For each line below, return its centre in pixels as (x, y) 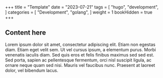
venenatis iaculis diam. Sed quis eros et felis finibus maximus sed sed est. (80, 55)
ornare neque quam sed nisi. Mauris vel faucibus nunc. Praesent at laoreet (80, 65)
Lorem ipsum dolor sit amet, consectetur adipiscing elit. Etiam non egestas (80, 44)
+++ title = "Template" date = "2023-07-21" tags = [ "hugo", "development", (82, 7)
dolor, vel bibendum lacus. (32, 70)
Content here (26, 33)
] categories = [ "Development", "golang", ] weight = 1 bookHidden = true (79, 12)
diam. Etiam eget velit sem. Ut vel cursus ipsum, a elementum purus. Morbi (81, 49)
